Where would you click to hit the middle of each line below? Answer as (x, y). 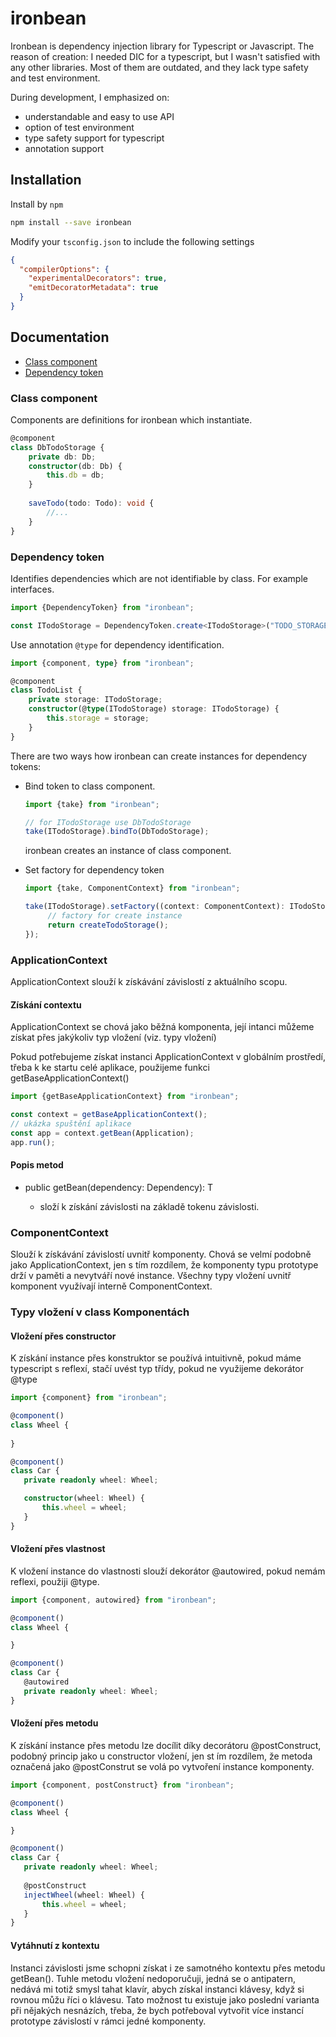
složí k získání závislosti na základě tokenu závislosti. (149, 1206)
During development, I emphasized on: (90, 97)
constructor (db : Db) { (75, 466)
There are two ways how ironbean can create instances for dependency (159, 756)
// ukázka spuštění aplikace (71, 1123)
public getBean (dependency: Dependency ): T (119, 1187)
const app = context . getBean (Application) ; (102, 1133)
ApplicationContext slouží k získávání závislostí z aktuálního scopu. (149, 981)
